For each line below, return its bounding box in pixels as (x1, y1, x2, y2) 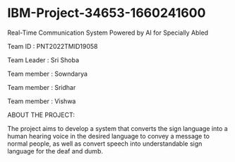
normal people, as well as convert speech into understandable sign (7, 139, 203, 148)
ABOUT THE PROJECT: (7, 110, 76, 119)
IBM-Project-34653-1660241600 (7, 5, 206, 21)
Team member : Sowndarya (7, 69, 88, 78)
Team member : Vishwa (7, 97, 76, 105)
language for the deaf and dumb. (7, 146, 104, 155)
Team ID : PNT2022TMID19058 (7, 42, 98, 50)
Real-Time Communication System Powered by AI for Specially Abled (7, 28, 209, 37)
